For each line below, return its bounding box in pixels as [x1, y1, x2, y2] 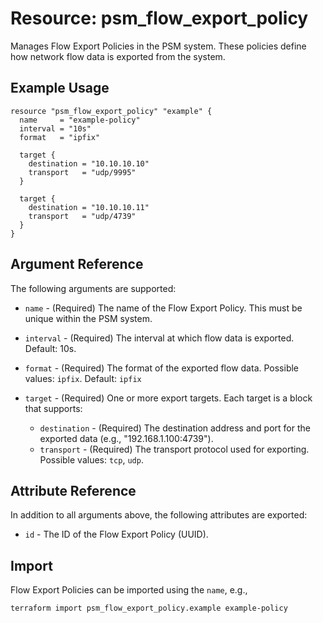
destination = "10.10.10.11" [28, 202, 150, 212]
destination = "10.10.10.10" [28, 158, 150, 169]
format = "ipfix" [19, 132, 101, 142]
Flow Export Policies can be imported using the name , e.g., [10, 584, 248, 596]
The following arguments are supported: [10, 282, 177, 294]
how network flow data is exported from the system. [10, 50, 226, 62]
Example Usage [10, 80, 110, 97]
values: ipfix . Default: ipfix [24, 372, 142, 384]
